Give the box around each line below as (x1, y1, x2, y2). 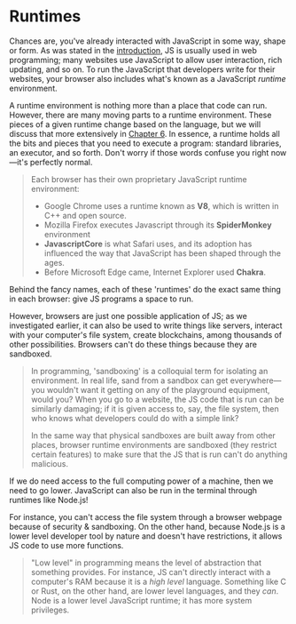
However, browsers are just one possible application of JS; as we (9, 310, 248, 321)
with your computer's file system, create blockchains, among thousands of (9, 329, 283, 340)
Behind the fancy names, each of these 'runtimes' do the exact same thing (9, 284, 282, 294)
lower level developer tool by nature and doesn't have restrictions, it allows (9, 531, 283, 541)
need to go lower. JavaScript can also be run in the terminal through (9, 484, 258, 495)
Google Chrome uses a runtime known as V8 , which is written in (43, 200, 279, 211)
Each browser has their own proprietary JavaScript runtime (30, 173, 247, 184)
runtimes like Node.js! (9, 494, 89, 505)
